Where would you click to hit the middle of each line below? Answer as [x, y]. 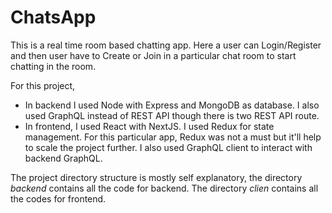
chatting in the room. [53, 66]
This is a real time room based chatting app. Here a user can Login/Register [166, 45]
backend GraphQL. [63, 158]
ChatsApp [53, 17]
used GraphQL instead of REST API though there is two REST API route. [172, 115]
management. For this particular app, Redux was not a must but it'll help [173, 137]
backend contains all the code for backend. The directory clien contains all [164, 188]
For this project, [43, 85]
